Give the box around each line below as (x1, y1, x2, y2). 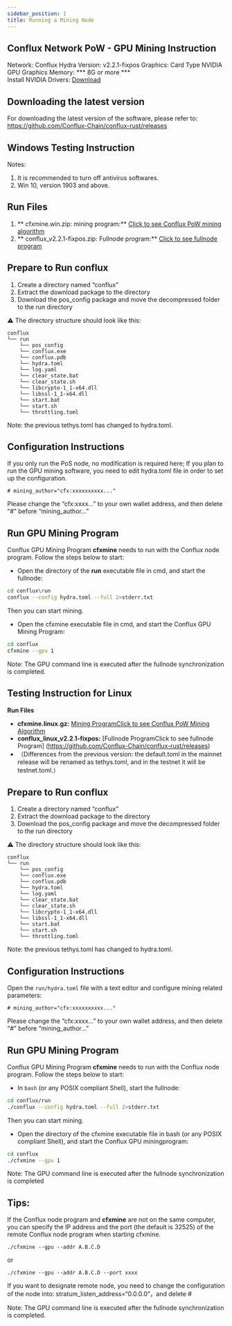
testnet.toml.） (17, 766, 60, 774)
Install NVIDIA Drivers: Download (7, 76, 101, 84)
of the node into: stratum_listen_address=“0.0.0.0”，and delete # (7, 1290, 193, 1298)
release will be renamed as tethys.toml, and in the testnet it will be (17, 757, 206, 766)
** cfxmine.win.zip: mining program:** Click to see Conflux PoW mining (17, 220, 222, 228)
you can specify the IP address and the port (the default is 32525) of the (7, 1223, 214, 1231)
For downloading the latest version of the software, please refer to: (7, 114, 198, 122)
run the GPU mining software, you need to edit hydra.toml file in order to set (7, 467, 224, 475)
